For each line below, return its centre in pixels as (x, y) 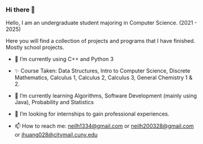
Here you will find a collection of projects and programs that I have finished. (101, 41)
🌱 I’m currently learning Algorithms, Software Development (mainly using (105, 96)
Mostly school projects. (35, 47)
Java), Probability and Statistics (54, 102)
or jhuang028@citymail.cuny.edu (56, 135)
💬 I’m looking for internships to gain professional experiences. (92, 114)
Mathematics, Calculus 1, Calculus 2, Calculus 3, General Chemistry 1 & (103, 77)
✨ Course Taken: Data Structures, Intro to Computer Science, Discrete (102, 71)
